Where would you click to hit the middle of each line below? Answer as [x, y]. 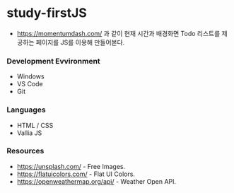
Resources [25, 151]
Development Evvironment [53, 61]
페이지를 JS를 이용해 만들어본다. [80, 42]
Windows [30, 76]
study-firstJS [47, 13]
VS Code [30, 84]
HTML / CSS [35, 125]
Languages [27, 110]
